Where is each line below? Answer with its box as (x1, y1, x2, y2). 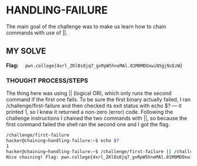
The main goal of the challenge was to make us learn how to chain (6, 23, 167, 30)
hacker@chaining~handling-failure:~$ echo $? (6, 137, 119, 144)
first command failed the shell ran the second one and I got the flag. (6, 121, 170, 128)
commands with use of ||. (6, 29, 68, 36)
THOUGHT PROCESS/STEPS (6, 76, 89, 84)
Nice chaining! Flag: (6, 154, 59, 160)
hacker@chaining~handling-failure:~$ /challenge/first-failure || (6, 148, 172, 154)
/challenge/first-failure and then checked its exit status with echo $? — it (6, 102, 182, 109)
